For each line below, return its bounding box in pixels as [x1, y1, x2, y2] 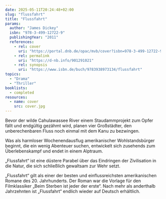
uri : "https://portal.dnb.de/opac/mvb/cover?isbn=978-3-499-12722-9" [18, 49, 165, 53]
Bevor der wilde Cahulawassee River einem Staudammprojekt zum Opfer [5, 117, 154, 123]
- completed [9, 90, 35, 95]
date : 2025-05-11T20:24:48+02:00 [5, 7, 74, 12]
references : [9, 40, 35, 45]
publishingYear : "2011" [9, 35, 58, 40]
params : [5, 21, 21, 26]
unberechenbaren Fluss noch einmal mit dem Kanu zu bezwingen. [5, 128, 140, 134]
